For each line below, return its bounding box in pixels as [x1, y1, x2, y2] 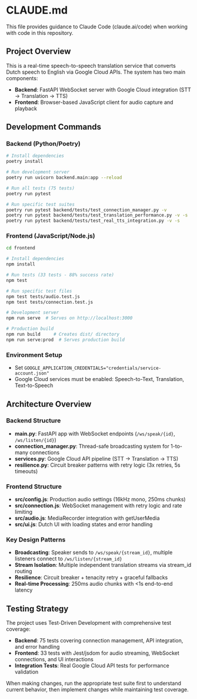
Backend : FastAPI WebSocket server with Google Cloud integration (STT [14, 86, 191, 93]
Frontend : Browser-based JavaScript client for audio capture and [14, 99, 173, 106]
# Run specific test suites [6, 201, 75, 207]
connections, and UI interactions [14, 656, 94, 663]
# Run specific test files [6, 288, 72, 294]
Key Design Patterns [6, 536, 66, 544]
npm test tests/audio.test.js [6, 293, 81, 300]
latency [14, 586, 33, 593]
